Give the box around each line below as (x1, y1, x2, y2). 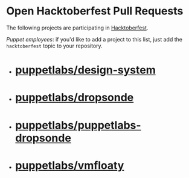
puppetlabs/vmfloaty (14, 158, 124, 172)
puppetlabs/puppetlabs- (14, 118, 141, 132)
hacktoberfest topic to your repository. (6, 42, 103, 49)
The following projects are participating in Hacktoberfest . (6, 24, 149, 31)
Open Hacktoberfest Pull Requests (6, 4, 184, 18)
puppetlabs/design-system (14, 63, 156, 77)
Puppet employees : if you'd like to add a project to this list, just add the (6, 35, 183, 43)
